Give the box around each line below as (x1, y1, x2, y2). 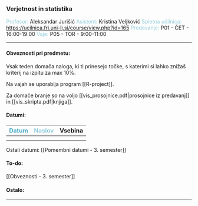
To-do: (6, 160, 24, 167)
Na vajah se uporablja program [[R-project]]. (6, 80, 114, 87)
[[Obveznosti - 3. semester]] (6, 172, 75, 180)
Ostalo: (6, 186, 25, 193)
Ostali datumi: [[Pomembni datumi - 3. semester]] (6, 146, 127, 153)
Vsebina (60, 126, 84, 134)
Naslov (34, 126, 54, 134)
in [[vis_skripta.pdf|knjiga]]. (6, 98, 73, 105)
